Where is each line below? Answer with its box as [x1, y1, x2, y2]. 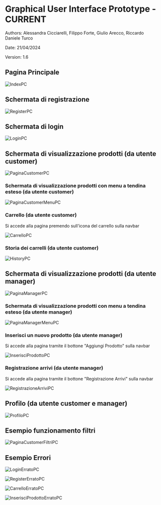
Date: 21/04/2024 [5, 44, 40, 50]
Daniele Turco [5, 35, 33, 41]
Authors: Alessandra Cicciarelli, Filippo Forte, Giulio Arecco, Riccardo [5, 30, 144, 36]
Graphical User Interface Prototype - [5, 3, 156, 15]
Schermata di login [5, 122, 64, 130]
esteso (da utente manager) [5, 309, 72, 316]
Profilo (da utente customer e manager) [5, 400, 128, 408]
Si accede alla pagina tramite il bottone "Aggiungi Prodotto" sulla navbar [5, 343, 150, 349]
